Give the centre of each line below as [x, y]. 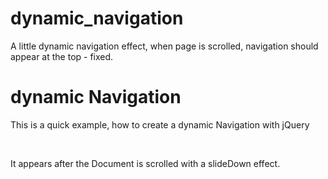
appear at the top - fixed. [62, 56]
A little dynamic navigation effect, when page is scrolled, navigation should [164, 46]
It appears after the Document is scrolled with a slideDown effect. [145, 163]
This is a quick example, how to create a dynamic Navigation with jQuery [160, 124]
